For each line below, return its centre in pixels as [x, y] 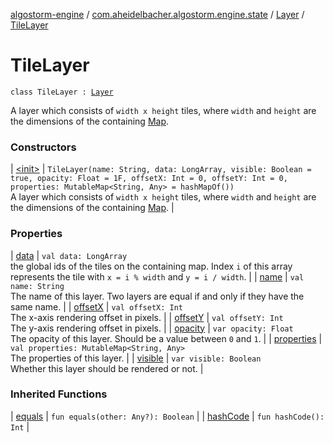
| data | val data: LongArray [69, 255]
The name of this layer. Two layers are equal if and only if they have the [157, 296]
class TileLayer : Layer [62, 92]
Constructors [43, 147]
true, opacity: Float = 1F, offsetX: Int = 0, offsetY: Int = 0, [149, 179]
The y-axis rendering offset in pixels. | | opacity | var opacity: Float [152, 328]
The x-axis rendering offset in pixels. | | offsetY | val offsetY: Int [147, 317]
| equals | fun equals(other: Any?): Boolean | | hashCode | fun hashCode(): [167, 416]
